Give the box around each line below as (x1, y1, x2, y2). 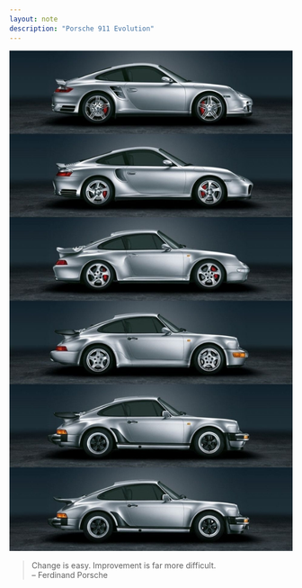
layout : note (9, 14, 58, 23)
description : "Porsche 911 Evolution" (9, 23, 155, 33)
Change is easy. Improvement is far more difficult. (31, 560, 217, 571)
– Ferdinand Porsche (31, 570, 108, 581)
